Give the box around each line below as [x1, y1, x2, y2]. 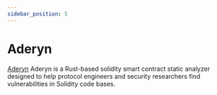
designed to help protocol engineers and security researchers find [7, 72, 201, 80]
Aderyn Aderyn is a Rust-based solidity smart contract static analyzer [7, 65, 211, 73]
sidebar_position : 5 [7, 10, 69, 18]
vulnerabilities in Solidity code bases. [7, 79, 116, 88]
